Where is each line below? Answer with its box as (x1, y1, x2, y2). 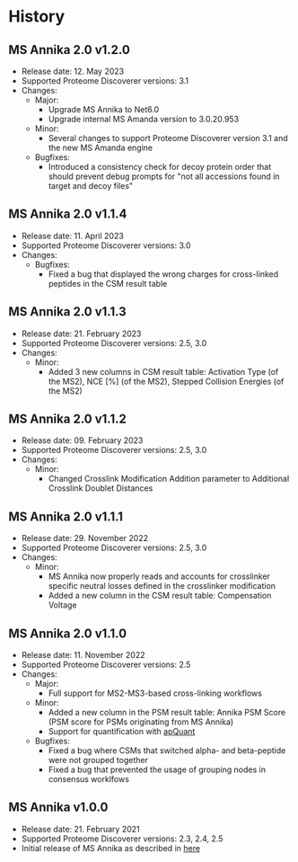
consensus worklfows (48, 774, 129, 785)
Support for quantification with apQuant (48, 726, 196, 737)
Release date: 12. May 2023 (21, 66, 125, 76)
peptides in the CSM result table (48, 278, 168, 289)
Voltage (48, 600, 77, 610)
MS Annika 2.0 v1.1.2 (8, 412, 127, 427)
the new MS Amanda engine (48, 142, 153, 153)
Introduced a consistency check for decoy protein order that (48, 162, 271, 172)
